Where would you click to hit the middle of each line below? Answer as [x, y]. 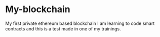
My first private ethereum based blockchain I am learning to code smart [80, 23]
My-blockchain [38, 9]
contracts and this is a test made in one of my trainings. [63, 28]
